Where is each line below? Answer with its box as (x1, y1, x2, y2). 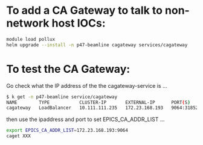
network (6, 16, 50, 30)
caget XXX (6, 133, 31, 139)
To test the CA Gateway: (6, 62, 130, 76)
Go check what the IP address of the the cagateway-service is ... (6, 82, 167, 89)
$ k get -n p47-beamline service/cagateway (6, 94, 118, 100)
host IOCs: (51, 16, 106, 30)
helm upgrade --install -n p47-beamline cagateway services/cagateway (6, 42, 188, 48)
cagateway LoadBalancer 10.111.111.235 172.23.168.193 (6, 105, 164, 111)
